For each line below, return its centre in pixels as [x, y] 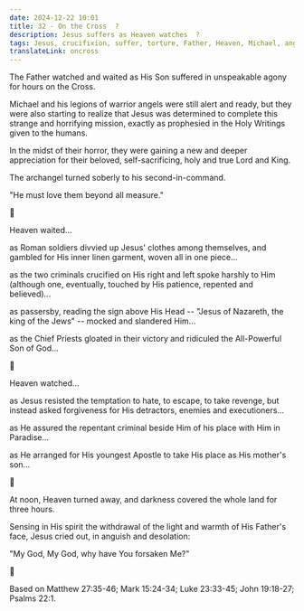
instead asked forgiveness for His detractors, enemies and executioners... [147, 410]
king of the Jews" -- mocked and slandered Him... [103, 321]
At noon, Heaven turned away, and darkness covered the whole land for [143, 500]
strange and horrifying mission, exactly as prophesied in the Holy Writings [147, 124]
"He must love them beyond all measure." [87, 195]
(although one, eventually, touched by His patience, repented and [131, 285]
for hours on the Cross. [52, 87]
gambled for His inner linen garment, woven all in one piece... [123, 258]
